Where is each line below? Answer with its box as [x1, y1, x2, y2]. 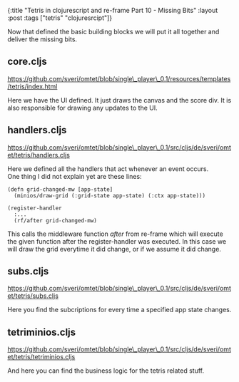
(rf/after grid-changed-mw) [14, 217, 98, 224]
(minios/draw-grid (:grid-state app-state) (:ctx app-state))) [14, 192, 205, 199]
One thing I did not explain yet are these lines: [7, 172, 142, 180]
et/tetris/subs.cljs [7, 291, 59, 300]
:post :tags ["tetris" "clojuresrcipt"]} [7, 14, 113, 22]
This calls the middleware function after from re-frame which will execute [7, 229, 223, 238]
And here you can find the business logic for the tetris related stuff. [7, 366, 205, 375]
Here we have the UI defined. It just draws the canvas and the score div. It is [7, 95, 232, 104]
